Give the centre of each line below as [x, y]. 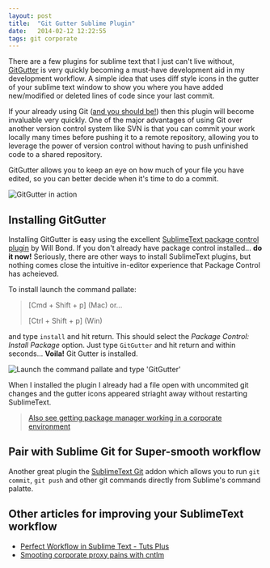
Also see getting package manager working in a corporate [125, 418]
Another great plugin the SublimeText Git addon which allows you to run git [134, 471]
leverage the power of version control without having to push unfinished [129, 146]
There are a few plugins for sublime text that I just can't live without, [121, 61]
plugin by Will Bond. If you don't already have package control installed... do [135, 248]
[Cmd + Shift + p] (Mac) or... [75, 305]
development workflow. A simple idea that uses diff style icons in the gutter [134, 78]
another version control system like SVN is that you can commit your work [132, 129]
